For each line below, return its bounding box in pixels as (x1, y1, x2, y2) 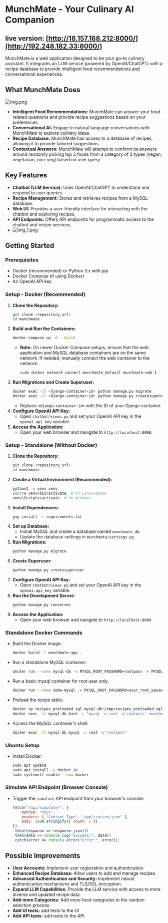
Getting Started (5, 241, 54, 250)
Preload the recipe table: (12, 697, 63, 703)
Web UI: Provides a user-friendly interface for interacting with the (12, 205, 148, 211)
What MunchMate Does (5, 86, 80, 94)
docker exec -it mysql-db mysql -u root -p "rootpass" (12, 730, 127, 735)
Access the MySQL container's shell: (12, 720, 88, 726)
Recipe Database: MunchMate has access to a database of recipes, (12, 135, 153, 141)
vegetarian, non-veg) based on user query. (12, 156, 101, 162)
